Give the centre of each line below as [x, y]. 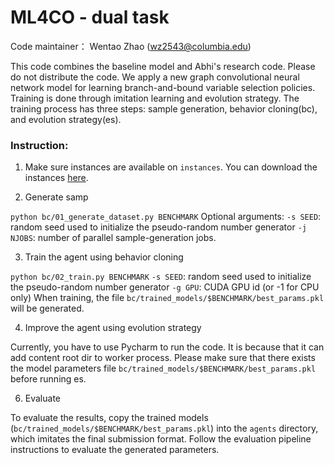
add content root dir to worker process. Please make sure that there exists [163, 358]
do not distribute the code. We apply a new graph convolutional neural [155, 77]
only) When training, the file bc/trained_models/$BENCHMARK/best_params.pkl [167, 298]
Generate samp [56, 197]
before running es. [48, 379]
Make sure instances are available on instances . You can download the [171, 167]
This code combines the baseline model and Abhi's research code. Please [163, 66]
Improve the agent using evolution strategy [113, 328]
